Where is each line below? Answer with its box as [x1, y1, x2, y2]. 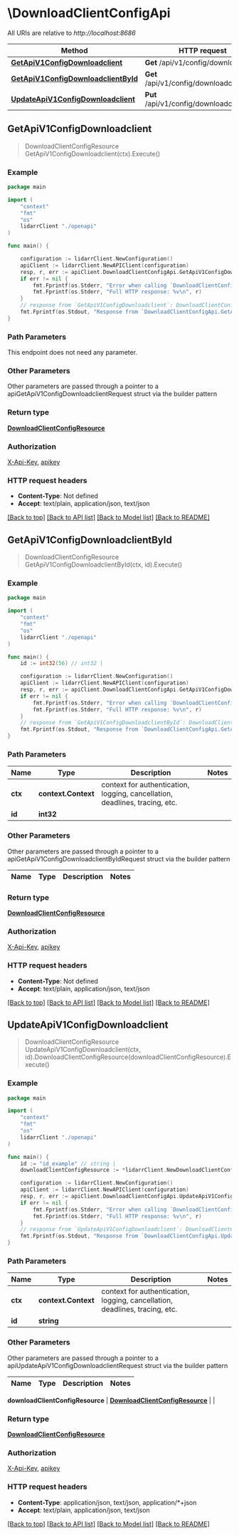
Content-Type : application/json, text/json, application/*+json [17, 1498, 197, 1506]
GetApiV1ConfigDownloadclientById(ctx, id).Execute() [24, 560, 183, 569]
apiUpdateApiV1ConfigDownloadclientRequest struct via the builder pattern [7, 1361, 228, 1369]
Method [60, 45, 88, 55]
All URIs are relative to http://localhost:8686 [7, 29, 137, 37]
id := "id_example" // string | [20, 1160, 116, 1167]
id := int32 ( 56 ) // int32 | [20, 660, 103, 667]
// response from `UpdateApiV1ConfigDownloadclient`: [20, 1226, 183, 1233]
